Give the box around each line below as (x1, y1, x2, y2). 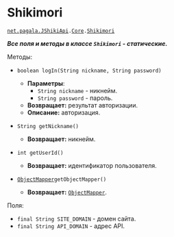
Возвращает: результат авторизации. (27, 101, 138, 109)
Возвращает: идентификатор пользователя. (27, 161, 158, 169)
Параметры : (27, 79, 65, 87)
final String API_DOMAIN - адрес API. (16, 221, 125, 230)
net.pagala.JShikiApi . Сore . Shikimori (7, 27, 115, 34)
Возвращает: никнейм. (27, 135, 96, 143)
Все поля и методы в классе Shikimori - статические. (7, 39, 168, 47)
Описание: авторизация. (27, 108, 101, 116)
